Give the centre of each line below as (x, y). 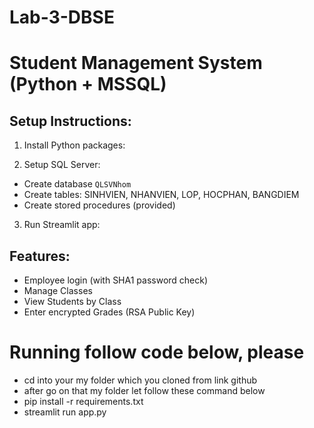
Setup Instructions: (70, 121)
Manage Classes (58, 290)
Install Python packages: (74, 145)
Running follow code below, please (157, 352)
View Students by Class (72, 301)
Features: (40, 256)
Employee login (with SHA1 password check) (116, 280)
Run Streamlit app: (62, 225)
